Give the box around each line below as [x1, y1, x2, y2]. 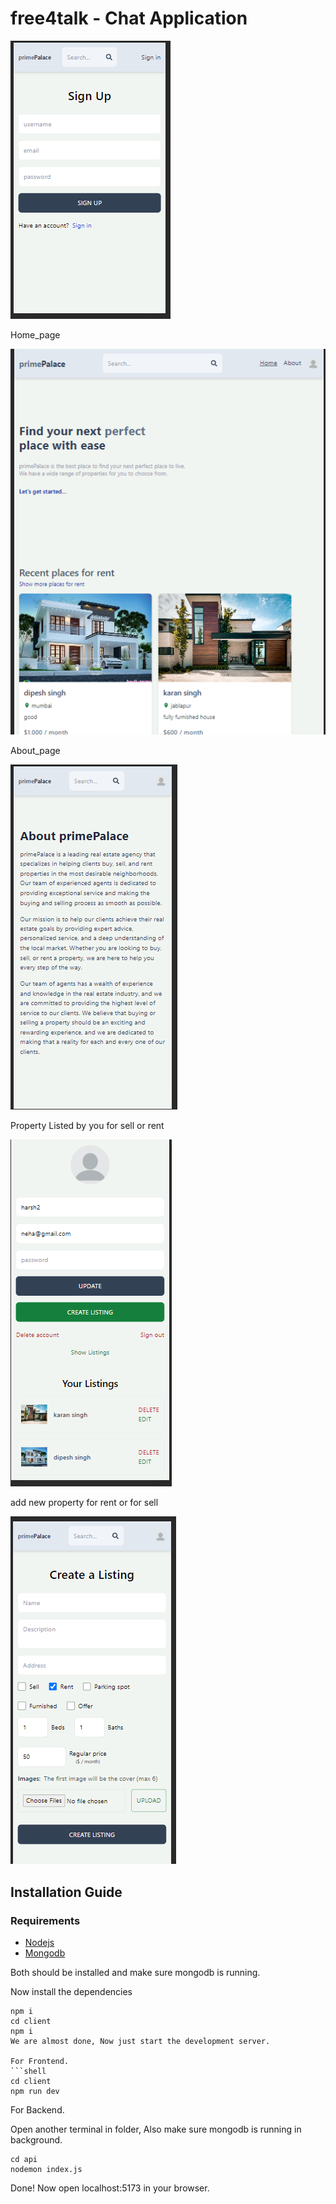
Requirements [10, 1913, 81, 1927]
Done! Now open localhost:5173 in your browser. [10, 2182, 210, 2194]
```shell [10, 2066, 47, 2076]
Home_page [10, 328, 61, 341]
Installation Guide [10, 1883, 123, 1901]
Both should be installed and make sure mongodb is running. [10, 1966, 261, 1978]
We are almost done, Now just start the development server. [10, 2036, 271, 2046]
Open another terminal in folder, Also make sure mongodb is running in [10, 2123, 302, 2135]
